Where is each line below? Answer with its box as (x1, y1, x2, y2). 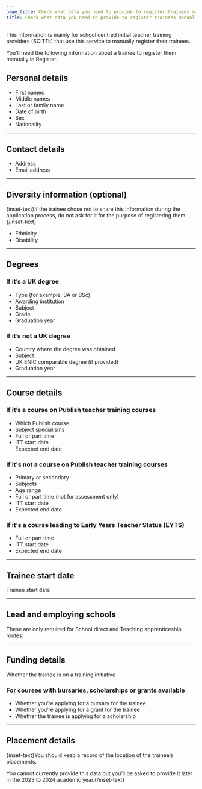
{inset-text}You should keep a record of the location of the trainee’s (6, 751, 173, 759)
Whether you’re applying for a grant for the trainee (14, 706, 140, 713)
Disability (14, 236, 38, 243)
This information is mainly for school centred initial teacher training (6, 31, 172, 38)
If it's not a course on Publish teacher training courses (6, 460, 168, 469)
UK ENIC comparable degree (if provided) (14, 358, 119, 365)
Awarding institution (14, 298, 65, 305)
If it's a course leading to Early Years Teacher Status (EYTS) (6, 520, 185, 529)
